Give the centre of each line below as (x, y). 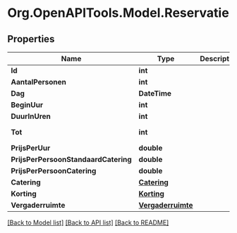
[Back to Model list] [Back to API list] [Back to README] (88, 222)
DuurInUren (31, 116)
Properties (31, 39)
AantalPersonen (39, 82)
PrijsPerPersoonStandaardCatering (71, 159)
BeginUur (27, 105)
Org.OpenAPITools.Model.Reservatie (118, 13)
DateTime (155, 93)
